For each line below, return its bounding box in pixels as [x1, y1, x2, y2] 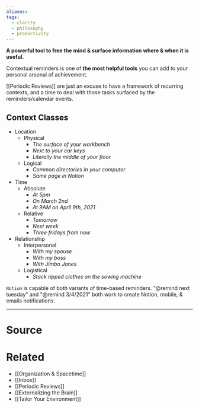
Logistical [23, 266, 47, 273]
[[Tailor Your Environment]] [14, 396, 81, 403]
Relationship [14, 235, 46, 242]
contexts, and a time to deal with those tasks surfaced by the [6, 89, 155, 96]
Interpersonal [23, 241, 57, 248]
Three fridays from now [32, 229, 91, 236]
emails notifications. [6, 297, 55, 304]
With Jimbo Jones [32, 260, 77, 267]
